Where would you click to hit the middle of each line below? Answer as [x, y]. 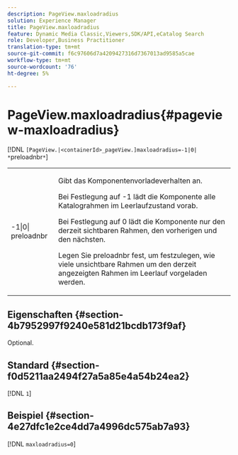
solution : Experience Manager [52, 21]
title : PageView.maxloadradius [53, 27]
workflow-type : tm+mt [39, 60]
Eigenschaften [40, 315]
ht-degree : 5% [28, 73]
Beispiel [25, 416]
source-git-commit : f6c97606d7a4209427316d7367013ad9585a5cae [101, 54]
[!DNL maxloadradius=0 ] [42, 444]
